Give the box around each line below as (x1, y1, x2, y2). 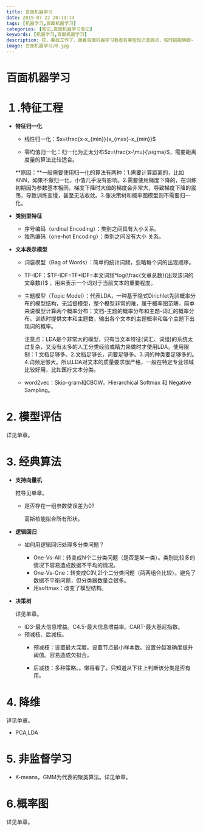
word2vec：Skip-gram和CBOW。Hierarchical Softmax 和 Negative (24, 379, 191, 386)
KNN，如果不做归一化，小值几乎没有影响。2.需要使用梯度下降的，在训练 (15, 177, 197, 183)
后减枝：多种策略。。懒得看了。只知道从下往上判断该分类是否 (33, 664, 185, 671)
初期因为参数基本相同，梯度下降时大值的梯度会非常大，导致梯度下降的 (15, 184, 191, 191)
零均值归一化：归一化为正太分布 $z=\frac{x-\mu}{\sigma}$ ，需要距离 (24, 149, 197, 155)
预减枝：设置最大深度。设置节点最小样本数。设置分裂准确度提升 (33, 643, 193, 651)
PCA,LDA (15, 729, 38, 736)
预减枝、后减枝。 (24, 631, 67, 638)
